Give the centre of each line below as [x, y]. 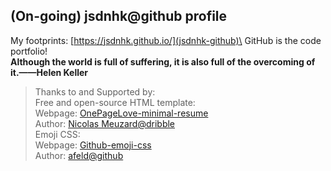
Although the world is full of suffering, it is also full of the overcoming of [163, 61]
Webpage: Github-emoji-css [93, 145]
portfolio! [29, 51]
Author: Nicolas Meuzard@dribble [105, 123]
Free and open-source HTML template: [115, 102]
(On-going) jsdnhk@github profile [119, 16]
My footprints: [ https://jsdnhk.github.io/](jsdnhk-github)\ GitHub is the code [166, 40]
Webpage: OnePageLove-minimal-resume [121, 113]
